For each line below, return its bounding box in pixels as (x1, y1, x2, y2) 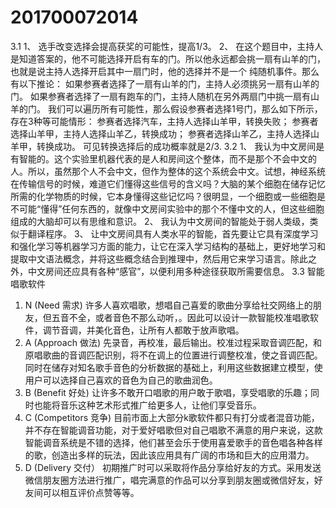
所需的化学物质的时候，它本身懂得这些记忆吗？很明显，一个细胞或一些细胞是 (10, 190, 326, 202)
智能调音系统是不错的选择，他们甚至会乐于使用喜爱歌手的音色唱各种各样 (24, 436, 323, 448)
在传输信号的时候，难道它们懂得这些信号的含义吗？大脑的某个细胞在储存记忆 (10, 177, 326, 190)
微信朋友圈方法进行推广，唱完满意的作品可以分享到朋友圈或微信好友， (24, 474, 315, 486)
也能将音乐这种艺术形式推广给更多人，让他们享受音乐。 (33, 399, 262, 411)
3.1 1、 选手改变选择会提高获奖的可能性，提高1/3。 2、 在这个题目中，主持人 (10, 40, 324, 52)
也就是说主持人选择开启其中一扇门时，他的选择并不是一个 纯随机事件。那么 (10, 65, 320, 77)
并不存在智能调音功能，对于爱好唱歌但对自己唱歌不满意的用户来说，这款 (24, 424, 323, 436)
